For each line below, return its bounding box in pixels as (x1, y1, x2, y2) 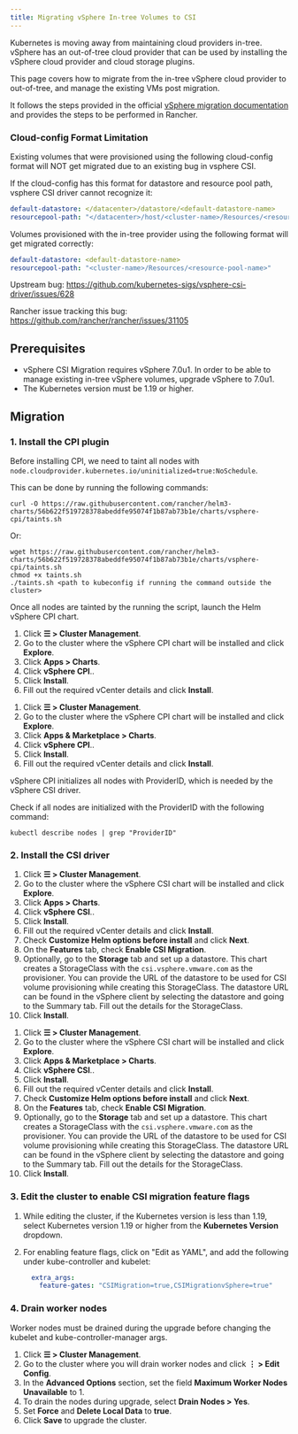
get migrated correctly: (10, 238, 94, 249)
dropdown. (22, 1230, 63, 1240)
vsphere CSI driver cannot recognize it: (10, 187, 153, 197)
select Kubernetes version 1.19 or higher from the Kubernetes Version (22, 1220, 279, 1230)
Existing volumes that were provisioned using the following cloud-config (10, 151, 273, 162)
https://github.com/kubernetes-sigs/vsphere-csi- (65, 280, 247, 290)
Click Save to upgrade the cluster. (22, 1415, 147, 1425)
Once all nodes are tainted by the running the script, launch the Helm (10, 601, 262, 612)
